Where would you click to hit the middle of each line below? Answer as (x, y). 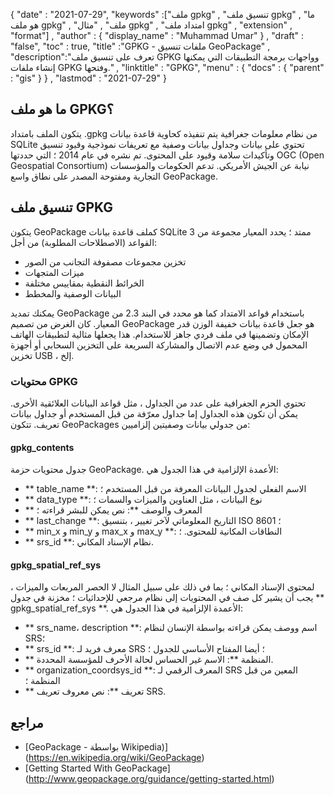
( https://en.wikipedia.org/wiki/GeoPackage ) (114, 758)
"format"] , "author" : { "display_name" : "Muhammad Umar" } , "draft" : (157, 35)
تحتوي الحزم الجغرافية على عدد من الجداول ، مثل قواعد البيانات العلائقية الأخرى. (158, 403)
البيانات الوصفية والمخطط (73, 293)
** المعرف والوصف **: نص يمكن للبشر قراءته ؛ (113, 510)
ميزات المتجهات (54, 272)
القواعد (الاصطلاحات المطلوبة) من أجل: (84, 242)
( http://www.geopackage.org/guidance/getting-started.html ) (149, 779)
